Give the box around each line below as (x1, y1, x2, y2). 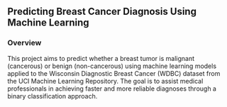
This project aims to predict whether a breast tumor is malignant (7, 54, 195, 62)
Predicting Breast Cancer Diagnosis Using (7, 6, 197, 18)
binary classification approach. (7, 91, 98, 100)
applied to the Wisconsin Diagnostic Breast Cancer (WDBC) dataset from (7, 69, 221, 77)
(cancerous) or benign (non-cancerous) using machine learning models (7, 62, 217, 70)
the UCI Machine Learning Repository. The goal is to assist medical (7, 77, 204, 85)
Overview (7, 38, 42, 48)
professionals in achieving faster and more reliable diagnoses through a (7, 84, 216, 93)
